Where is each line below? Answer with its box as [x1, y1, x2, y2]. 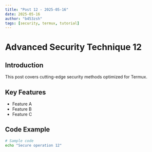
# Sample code [5, 138, 34, 143]
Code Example [5, 125, 50, 134]
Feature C [12, 112, 32, 117]
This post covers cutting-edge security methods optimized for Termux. [5, 74, 148, 80]
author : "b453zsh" [5, 16, 42, 21]
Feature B [12, 106, 32, 112]
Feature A [12, 101, 32, 107]
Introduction [5, 61, 44, 69]
